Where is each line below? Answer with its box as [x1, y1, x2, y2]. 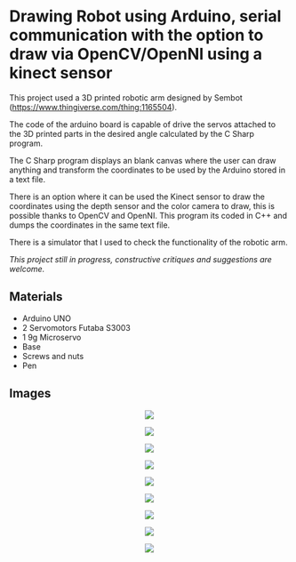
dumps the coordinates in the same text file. [9, 220, 171, 230]
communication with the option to [9, 25, 264, 45]
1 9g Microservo [21, 332, 82, 342]
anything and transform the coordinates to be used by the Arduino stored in [9, 165, 286, 175]
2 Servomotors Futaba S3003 [21, 322, 132, 333]
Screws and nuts [21, 350, 84, 361]
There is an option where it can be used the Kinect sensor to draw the [9, 191, 265, 202]
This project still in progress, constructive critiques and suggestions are [9, 253, 273, 264]
